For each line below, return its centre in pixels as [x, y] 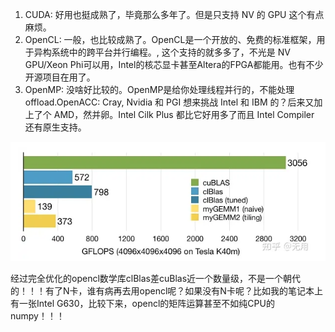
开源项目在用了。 [60, 77]
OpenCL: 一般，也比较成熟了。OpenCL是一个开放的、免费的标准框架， [170, 39]
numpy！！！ [37, 316]
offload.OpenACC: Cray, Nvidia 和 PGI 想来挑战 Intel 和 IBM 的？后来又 [169, 102]
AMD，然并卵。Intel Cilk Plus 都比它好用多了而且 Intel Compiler [184, 114]
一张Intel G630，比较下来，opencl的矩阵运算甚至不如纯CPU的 [146, 304]
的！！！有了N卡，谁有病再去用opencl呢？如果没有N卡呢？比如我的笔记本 [162, 291]
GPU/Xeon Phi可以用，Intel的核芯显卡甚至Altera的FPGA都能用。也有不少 [174, 64]
